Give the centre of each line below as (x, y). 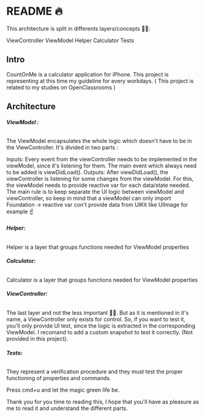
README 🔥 (35, 11)
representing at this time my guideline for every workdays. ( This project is (100, 81)
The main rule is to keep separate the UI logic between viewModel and (95, 192)
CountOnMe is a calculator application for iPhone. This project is (88, 74)
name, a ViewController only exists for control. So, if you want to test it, (96, 319)
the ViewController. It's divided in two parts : (62, 147)
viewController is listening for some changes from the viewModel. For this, (100, 179)
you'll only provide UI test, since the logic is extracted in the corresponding (101, 326)
